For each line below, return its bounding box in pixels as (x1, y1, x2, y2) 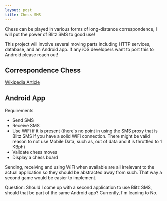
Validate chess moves (12, 149, 58, 155)
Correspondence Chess (5, 66, 81, 74)
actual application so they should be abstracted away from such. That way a (5, 169, 162, 176)
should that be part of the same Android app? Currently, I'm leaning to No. (5, 190, 158, 196)
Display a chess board (12, 154, 58, 161)
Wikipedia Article (5, 79, 40, 85)
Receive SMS (12, 123, 40, 129)
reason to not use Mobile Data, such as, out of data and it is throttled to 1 (12, 139, 162, 145)
